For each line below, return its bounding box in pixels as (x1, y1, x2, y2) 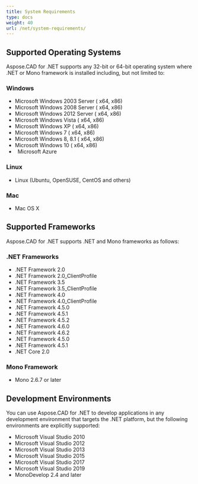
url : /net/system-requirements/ (6, 25, 86, 31)
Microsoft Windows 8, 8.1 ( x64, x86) (14, 135, 105, 143)
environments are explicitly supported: (6, 422, 100, 429)
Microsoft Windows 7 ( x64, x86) (14, 129, 95, 137)
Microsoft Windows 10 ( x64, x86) (14, 142, 98, 149)
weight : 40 (6, 20, 33, 26)
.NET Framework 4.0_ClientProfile (14, 298, 97, 305)
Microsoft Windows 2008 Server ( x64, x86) (14, 104, 123, 111)
